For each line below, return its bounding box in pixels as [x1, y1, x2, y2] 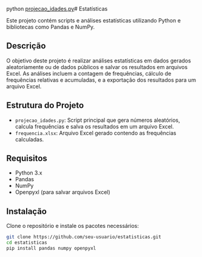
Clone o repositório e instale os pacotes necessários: [6, 222, 140, 230]
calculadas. [15, 136, 44, 143]
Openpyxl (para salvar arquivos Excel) [15, 189, 110, 196]
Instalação [6, 206, 47, 216]
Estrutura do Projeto [6, 100, 84, 111]
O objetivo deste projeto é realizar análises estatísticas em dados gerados [6, 57, 191, 64]
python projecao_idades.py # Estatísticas [6, 5, 108, 12]
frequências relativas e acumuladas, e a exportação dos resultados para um [6, 76, 196, 84]
